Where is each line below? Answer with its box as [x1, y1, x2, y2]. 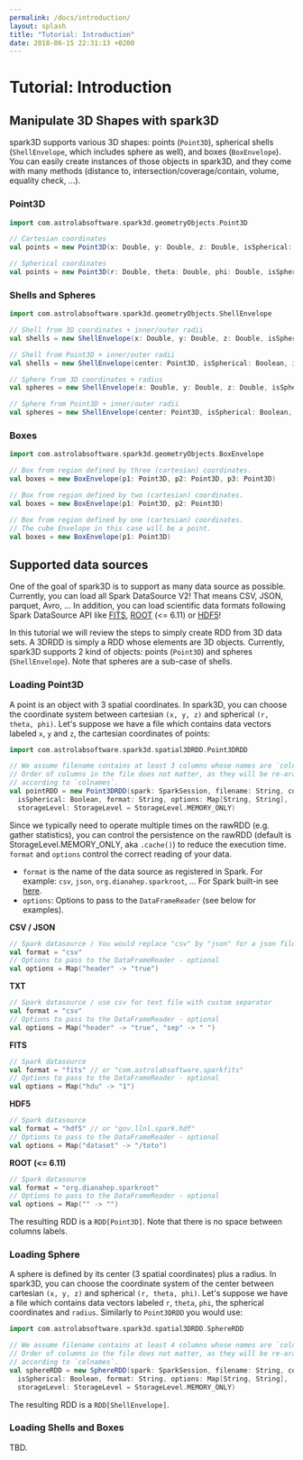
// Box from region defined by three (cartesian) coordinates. [9, 466, 252, 475]
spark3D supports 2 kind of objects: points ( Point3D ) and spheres [9, 647, 252, 657]
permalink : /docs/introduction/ [9, 13, 131, 23]
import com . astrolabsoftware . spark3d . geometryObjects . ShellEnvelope [9, 309, 272, 318]
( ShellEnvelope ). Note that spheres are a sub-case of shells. [9, 656, 233, 667]
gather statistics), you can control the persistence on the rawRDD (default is [9, 829, 291, 840]
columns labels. [9, 1226, 68, 1236]
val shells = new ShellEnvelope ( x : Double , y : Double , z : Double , [9, 334, 264, 343]
